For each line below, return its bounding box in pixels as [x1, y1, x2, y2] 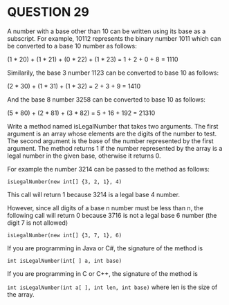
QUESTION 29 [7, 4, 90, 20]
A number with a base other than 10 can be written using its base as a [7, 27, 206, 35]
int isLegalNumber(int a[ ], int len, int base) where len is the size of [7, 283, 218, 291]
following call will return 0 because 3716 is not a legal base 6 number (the [7, 211, 217, 219]
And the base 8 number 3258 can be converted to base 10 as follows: [7, 95, 206, 104]
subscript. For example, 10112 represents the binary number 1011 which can [7, 34, 221, 42]
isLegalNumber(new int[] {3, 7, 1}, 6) [7, 232, 122, 239]
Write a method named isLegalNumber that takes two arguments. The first [7, 122, 219, 130]
